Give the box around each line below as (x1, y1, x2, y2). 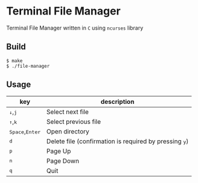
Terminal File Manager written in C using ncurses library (6, 24, 144, 31)
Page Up (46, 147, 71, 155)
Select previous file (46, 117, 101, 126)
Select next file (46, 108, 89, 116)
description (100, 97, 135, 106)
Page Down (46, 156, 80, 165)
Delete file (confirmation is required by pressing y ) (46, 137, 189, 146)
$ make (6, 57, 23, 64)
